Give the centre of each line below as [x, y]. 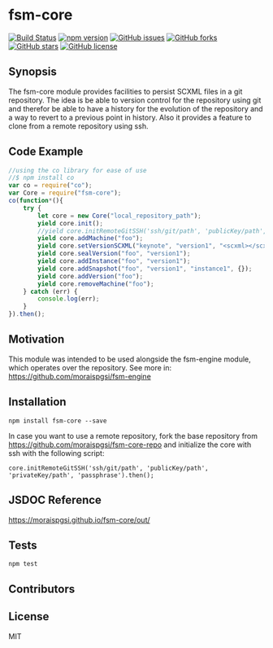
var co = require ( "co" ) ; [50, 186]
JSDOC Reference [55, 500]
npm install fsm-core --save [58, 421]
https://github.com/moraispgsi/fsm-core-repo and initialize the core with [130, 444]
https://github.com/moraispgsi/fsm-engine [80, 376]
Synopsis [32, 72]
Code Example [46, 152]
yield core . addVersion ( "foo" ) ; [91, 276]
